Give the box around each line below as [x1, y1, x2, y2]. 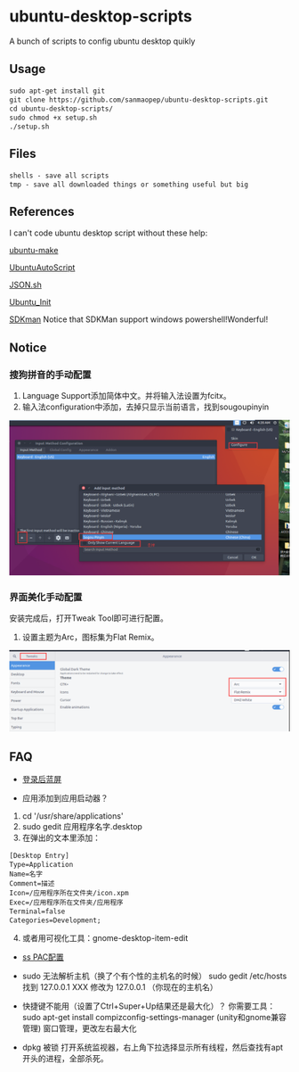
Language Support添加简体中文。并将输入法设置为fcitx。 [21, 391, 231, 401]
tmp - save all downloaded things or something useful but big [9, 180, 249, 189]
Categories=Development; [9, 916, 101, 925]
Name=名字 [9, 870, 43, 878]
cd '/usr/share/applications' [21, 810, 124, 821]
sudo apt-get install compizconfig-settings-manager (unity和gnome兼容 [21, 1011, 287, 1022]
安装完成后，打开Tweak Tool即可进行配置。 [9, 613, 169, 623]
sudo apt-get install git [9, 87, 105, 95]
